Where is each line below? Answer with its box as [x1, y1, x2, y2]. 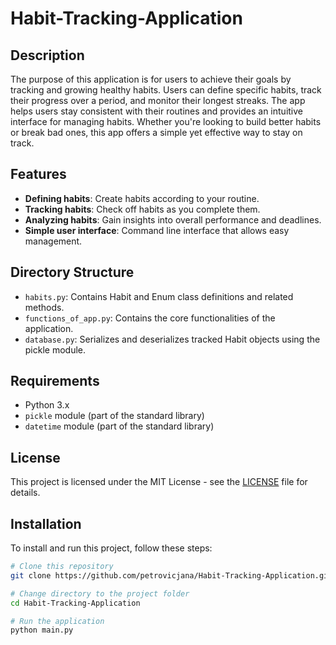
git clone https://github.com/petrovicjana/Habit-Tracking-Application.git [10, 570, 333, 581]
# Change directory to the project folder [10, 588, 190, 599]
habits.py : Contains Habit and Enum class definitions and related [24, 290, 294, 302]
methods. [24, 301, 65, 313]
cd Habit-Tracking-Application [10, 598, 141, 608]
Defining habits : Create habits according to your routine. [24, 192, 260, 204]
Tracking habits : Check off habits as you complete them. [24, 203, 261, 215]
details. [10, 487, 41, 499]
